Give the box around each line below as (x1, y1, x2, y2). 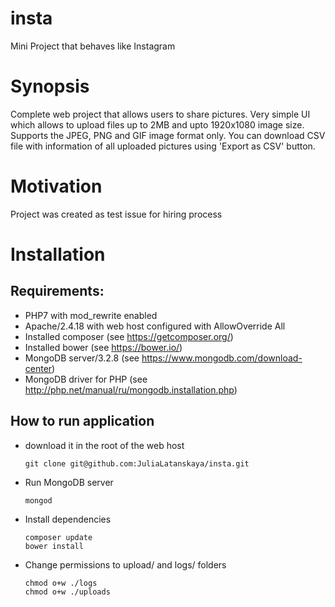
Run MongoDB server (24, 476, 114, 488)
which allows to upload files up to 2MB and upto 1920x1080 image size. (10, 118, 305, 131)
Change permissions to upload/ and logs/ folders (24, 558, 227, 571)
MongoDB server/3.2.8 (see (24, 352, 140, 364)
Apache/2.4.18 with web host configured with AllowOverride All (24, 320, 286, 332)
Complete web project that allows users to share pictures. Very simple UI (10, 108, 311, 120)
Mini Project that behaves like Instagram (10, 40, 176, 52)
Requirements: (10, 283, 105, 300)
